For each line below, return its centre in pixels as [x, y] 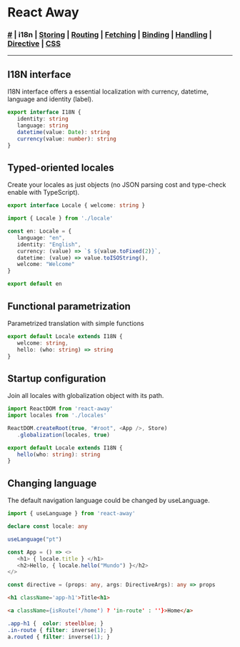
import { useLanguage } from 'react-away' [71, 514]
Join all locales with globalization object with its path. [86, 396]
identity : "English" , [49, 244]
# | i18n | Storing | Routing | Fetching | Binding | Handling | [110, 35]
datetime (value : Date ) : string [64, 132]
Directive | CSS [34, 44]
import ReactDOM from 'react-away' [60, 409]
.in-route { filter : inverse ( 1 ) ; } [60, 630]
